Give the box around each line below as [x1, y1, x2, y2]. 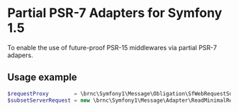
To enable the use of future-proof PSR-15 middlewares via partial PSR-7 [7, 43, 217, 52]
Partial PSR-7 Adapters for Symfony [7, 5, 222, 21]
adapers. [7, 51, 33, 59]
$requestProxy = [7, 90, 78, 97]
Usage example [7, 71, 78, 83]
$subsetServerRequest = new [7, 97, 91, 104]
